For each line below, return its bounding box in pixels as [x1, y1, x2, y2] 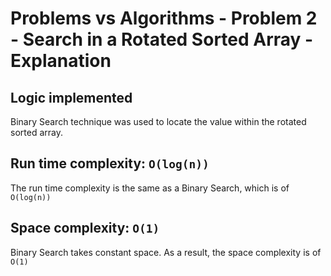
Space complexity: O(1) [10, 220, 160, 237]
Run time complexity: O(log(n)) [10, 155, 210, 172]
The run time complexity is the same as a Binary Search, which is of [10, 182, 290, 194]
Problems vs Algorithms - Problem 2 [10, 7, 318, 30]
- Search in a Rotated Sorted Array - [10, 28, 314, 51]
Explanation [10, 50, 112, 72]
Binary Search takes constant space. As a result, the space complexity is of [10, 246, 322, 258]
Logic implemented [10, 89, 133, 106]
